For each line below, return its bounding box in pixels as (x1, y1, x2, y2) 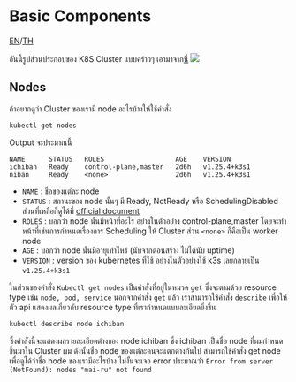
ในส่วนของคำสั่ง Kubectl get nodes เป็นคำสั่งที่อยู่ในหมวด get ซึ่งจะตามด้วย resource (9, 281, 277, 293)
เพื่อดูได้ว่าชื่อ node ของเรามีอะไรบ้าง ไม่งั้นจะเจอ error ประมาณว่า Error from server (9, 355, 274, 366)
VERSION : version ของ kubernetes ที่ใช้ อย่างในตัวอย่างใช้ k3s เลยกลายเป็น (21, 255, 260, 265)
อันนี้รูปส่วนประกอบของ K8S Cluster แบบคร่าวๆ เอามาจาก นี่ (9, 53, 189, 64)
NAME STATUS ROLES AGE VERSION (9, 155, 231, 164)
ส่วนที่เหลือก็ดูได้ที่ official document (21, 205, 140, 216)
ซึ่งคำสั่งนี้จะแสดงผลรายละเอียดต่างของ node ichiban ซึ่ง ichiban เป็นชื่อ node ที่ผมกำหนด (9, 335, 284, 346)
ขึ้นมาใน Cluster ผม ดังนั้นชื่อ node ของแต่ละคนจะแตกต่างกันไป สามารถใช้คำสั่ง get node (9, 345, 281, 355)
